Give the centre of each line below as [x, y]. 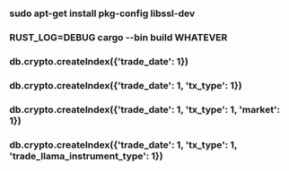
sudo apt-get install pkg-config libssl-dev [102, 13]
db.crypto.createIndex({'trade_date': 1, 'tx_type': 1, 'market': [145, 109]
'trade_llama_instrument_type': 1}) [86, 156]
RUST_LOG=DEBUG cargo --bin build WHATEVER [118, 37]
